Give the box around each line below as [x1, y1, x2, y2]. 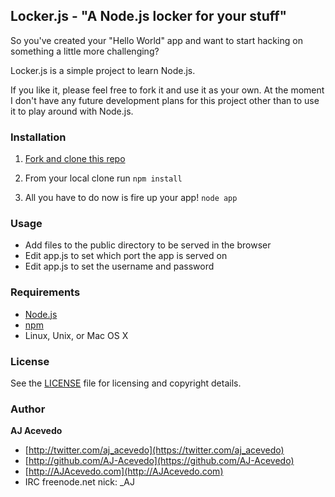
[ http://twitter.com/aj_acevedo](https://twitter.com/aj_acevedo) [24, 444, 285, 456]
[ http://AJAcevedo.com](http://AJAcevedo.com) [24, 465, 224, 478]
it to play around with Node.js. [10, 105, 134, 117]
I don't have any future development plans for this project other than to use [10, 94, 320, 106]
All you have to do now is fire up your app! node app [24, 192, 238, 204]
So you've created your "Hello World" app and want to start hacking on [10, 34, 303, 46]
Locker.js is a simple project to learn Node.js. [10, 64, 196, 76]
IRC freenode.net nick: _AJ [24, 476, 136, 488]
